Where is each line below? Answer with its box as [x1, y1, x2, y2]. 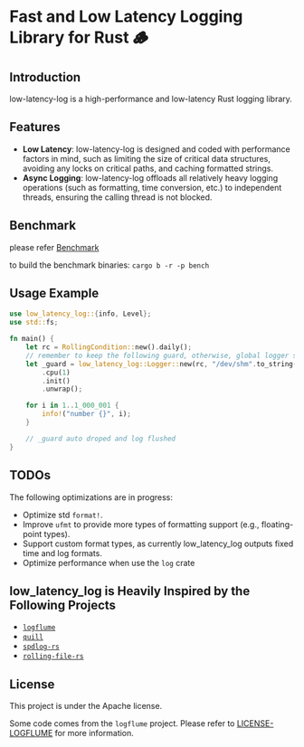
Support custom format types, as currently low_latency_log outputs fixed [22, 538, 294, 549]
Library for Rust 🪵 [9, 27, 149, 48]
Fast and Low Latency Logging [9, 6, 243, 27]
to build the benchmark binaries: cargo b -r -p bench [9, 260, 210, 270]
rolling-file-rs [22, 652, 84, 661]
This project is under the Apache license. [9, 701, 163, 712]
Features [9, 119, 61, 135]
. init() [42, 376, 71, 385]
